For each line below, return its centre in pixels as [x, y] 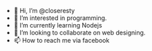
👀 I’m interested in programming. [60, 18]
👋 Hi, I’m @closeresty [44, 11]
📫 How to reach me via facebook [61, 40]
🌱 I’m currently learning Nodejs [58, 25]
